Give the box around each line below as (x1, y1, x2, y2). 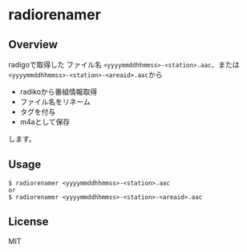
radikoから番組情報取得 (19, 87, 98, 96)
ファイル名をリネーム (19, 97, 91, 106)
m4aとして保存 (19, 117, 71, 126)
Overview (8, 38, 59, 51)
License (8, 215, 49, 229)
